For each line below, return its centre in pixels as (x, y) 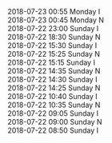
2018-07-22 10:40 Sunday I (52, 96)
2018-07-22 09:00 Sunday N (55, 122)
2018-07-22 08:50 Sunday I (53, 130)
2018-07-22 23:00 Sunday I (53, 28)
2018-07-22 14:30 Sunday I (52, 79)
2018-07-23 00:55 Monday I (54, 12)
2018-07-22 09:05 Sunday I (53, 113)
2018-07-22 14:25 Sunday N (54, 88)
